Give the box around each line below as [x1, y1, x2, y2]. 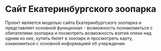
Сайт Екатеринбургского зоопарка [5, 3, 157, 15]
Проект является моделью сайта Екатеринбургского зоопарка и [5, 20, 142, 25]
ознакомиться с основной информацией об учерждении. [5, 40, 126, 46]
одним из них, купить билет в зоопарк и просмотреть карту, [5, 35, 133, 41]
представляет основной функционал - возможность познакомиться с [5, 25, 153, 30]
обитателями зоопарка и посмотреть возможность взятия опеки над [5, 30, 152, 36]
